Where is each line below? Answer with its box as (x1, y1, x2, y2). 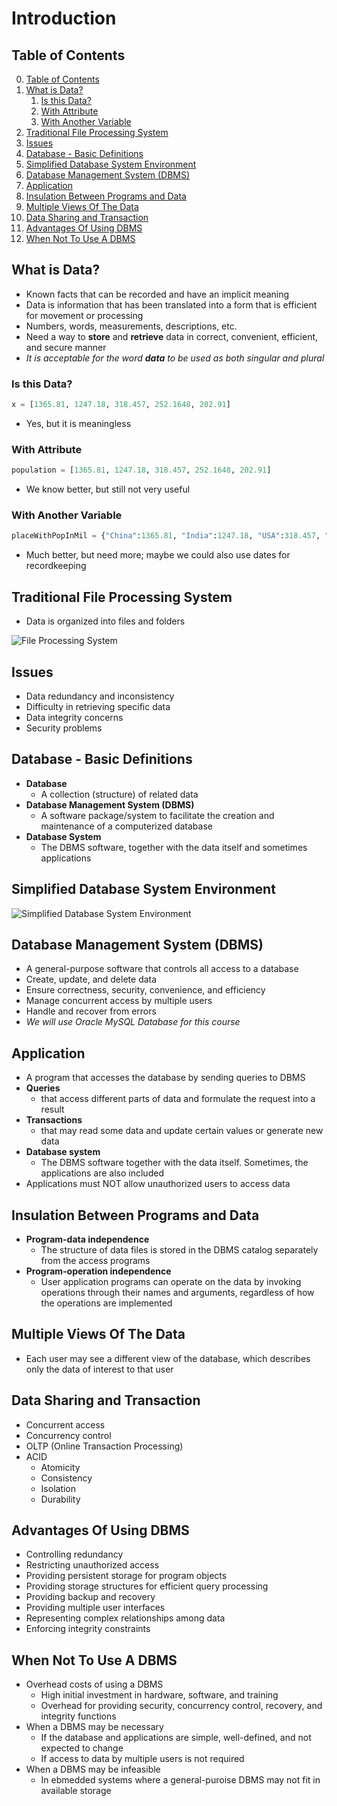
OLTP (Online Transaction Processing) (25, 1440, 184, 1452)
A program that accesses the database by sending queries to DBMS (25, 1072, 306, 1084)
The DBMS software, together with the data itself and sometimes (40, 841, 308, 853)
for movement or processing (25, 309, 144, 321)
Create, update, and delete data (25, 973, 158, 986)
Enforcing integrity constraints (25, 1623, 151, 1635)
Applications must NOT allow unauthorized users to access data (25, 1178, 291, 1190)
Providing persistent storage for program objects (25, 1570, 228, 1582)
